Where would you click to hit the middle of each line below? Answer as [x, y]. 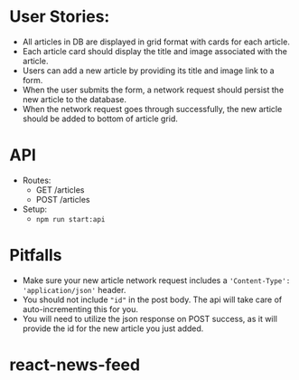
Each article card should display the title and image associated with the [154, 51]
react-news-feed [75, 365]
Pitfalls [36, 256]
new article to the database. [75, 99]
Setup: [35, 209]
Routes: [37, 180]
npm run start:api [70, 219]
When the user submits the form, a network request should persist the [153, 90]
